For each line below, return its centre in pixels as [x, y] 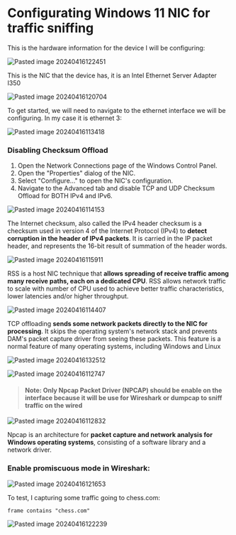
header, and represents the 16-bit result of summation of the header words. [117, 246]
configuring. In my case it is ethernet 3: [64, 118]
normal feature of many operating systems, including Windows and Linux [114, 347]
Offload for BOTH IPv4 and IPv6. [65, 196]
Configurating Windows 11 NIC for [109, 13]
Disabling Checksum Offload [58, 150]
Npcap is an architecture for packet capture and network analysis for [110, 435]
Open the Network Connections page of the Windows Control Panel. [117, 166]
